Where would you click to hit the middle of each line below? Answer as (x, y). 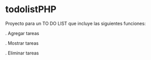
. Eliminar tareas (22, 53)
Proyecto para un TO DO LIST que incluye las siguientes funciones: (75, 23)
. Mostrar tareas (22, 43)
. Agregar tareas (22, 33)
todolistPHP (31, 9)
